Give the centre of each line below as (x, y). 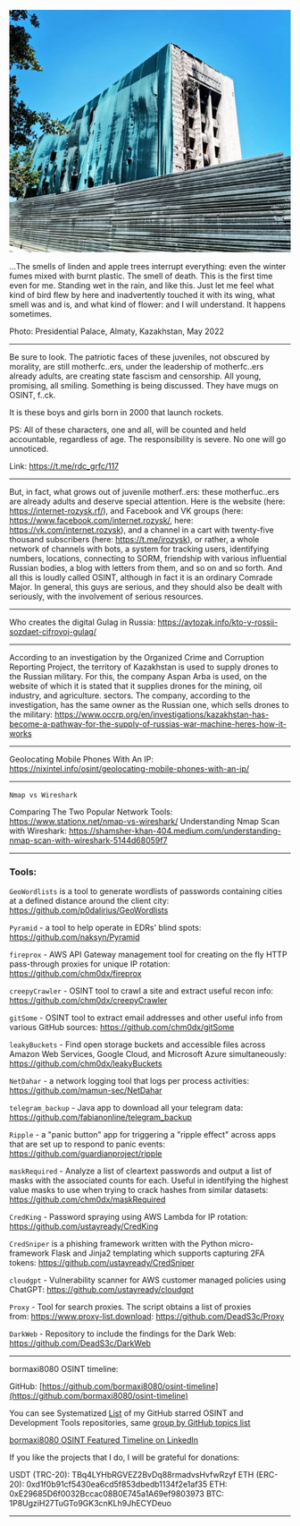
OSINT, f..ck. (33, 395)
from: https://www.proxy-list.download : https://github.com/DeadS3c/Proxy (147, 1316)
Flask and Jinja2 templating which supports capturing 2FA (158, 1253)
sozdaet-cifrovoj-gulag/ (53, 631)
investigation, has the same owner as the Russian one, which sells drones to (149, 704)
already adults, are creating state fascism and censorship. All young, (135, 376)
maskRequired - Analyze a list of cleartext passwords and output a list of (141, 1171)
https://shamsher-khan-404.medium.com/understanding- (175, 831)
